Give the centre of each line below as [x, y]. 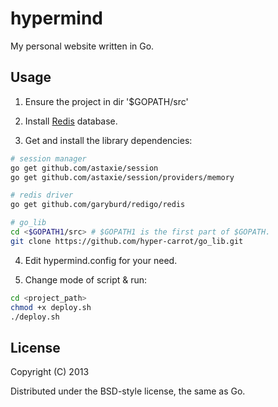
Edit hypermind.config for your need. [101, 260]
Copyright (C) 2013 [50, 372]
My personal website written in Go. [82, 46]
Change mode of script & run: [86, 279]
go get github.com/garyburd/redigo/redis [98, 205]
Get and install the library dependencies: [108, 140]
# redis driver [42, 195]
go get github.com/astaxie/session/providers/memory [122, 177]
